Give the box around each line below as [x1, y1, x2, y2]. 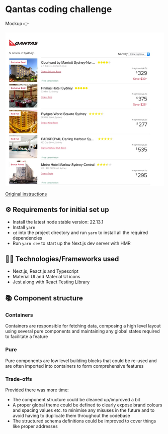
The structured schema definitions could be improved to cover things [12, 418, 156, 424]
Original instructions [5, 191, 47, 197]
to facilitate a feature [5, 334, 48, 340]
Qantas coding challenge [5, 4, 112, 15]
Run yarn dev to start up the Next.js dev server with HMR [12, 240, 131, 246]
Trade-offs [5, 375, 32, 382]
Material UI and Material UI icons [12, 273, 80, 279]
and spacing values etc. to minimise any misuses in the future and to [12, 407, 155, 413]
